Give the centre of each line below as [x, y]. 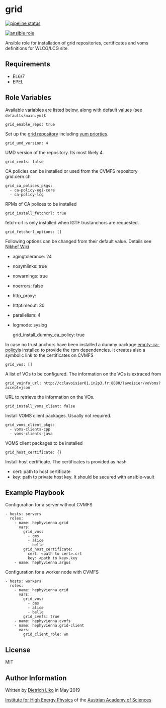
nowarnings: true [30, 276]
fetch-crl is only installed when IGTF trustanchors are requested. [72, 222]
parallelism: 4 [26, 315]
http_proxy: [24, 295]
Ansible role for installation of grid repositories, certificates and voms [77, 43]
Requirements [28, 64]
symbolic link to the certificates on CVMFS [50, 355]
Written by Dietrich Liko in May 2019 [43, 690]
